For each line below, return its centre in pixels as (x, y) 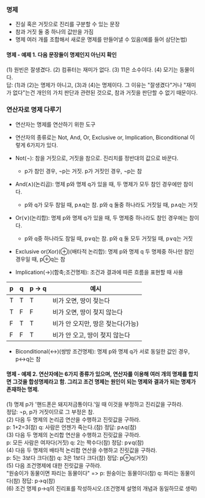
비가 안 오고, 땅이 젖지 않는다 (91, 335)
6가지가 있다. (42, 145)
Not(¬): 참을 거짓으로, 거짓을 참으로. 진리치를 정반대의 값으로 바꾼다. (97, 158)
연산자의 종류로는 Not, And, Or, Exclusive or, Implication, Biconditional (102, 137)
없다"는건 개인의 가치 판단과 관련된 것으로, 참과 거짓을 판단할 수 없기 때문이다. (105, 92)
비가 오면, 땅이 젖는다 (81, 300)
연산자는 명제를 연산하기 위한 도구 (55, 124)
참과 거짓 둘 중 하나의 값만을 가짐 (54, 32)
